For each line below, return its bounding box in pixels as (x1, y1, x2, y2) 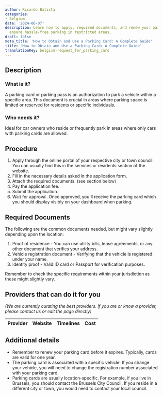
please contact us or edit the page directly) (5, 308, 92, 314)
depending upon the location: (5, 231, 64, 237)
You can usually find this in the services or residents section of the (12, 163, 146, 169)
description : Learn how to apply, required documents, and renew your (5, 25, 151, 30)
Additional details (5, 336, 60, 344)
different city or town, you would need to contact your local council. (12, 385, 148, 391)
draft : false (5, 35, 32, 40)
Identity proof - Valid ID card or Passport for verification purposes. (12, 261, 146, 267)
